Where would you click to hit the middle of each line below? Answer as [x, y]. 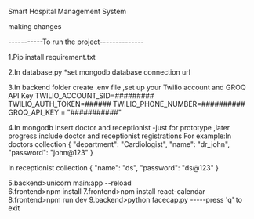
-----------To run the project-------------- [76, 42]
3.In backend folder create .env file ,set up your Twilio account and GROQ [127, 87]
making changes [35, 26]
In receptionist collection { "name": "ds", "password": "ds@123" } [114, 168]
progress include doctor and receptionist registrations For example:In [120, 136]
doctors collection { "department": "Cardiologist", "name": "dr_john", [119, 144]
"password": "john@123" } [51, 153]
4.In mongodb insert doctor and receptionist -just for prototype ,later [119, 128]
